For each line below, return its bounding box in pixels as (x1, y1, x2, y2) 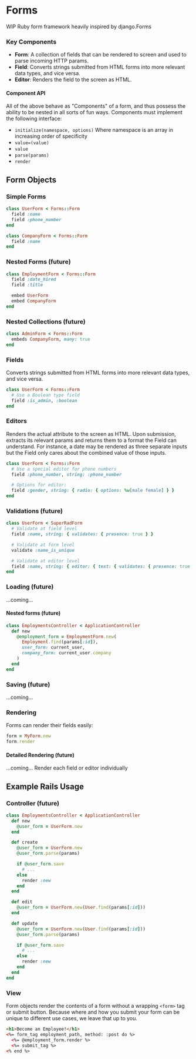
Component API (6, 89, 46, 96)
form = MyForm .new (6, 733, 51, 739)
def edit (11, 899, 33, 905)
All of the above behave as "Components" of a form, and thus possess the (6, 102, 186, 109)
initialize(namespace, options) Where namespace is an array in (14, 126, 174, 134)
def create (11, 840, 38, 845)
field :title (11, 282, 43, 288)
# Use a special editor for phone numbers (11, 466, 117, 472)
